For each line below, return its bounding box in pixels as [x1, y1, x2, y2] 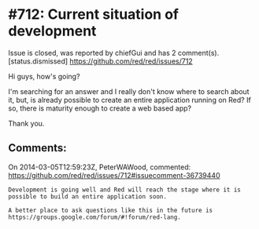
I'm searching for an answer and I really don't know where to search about [8, 86, 250, 96]
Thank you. [8, 118, 45, 128]
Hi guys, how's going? [8, 71, 80, 81]
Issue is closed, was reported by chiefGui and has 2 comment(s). [8, 48, 220, 57]
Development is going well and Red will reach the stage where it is [8, 186, 242, 194]
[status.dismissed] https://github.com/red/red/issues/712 [8, 56, 193, 66]
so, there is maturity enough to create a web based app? [8, 104, 191, 113]
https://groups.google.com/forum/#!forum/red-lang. [8, 213, 181, 221]
